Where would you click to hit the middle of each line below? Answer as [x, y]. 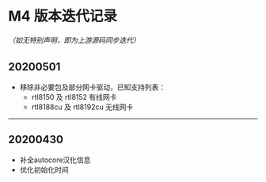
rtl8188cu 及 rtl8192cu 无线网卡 [82, 107]
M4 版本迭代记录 [63, 16]
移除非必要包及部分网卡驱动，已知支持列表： [93, 87]
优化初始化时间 [44, 169]
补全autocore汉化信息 [55, 160]
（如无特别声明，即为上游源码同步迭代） [74, 40]
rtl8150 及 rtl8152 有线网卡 [74, 97]
